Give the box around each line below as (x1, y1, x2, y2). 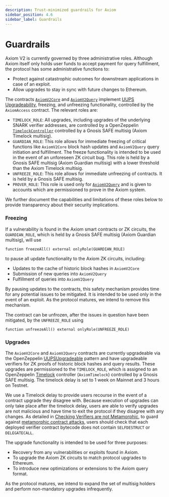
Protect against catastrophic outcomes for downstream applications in (12, 76, 159, 82)
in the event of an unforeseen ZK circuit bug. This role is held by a (12, 155, 150, 161)
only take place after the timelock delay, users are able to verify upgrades (5, 402, 158, 409)
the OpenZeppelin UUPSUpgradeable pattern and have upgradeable (5, 355, 147, 362)
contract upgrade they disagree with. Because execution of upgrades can (5, 397, 159, 403)
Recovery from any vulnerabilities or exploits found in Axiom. (12, 449, 139, 455)
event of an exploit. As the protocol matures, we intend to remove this (5, 296, 150, 302)
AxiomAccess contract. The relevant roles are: (5, 107, 98, 113)
